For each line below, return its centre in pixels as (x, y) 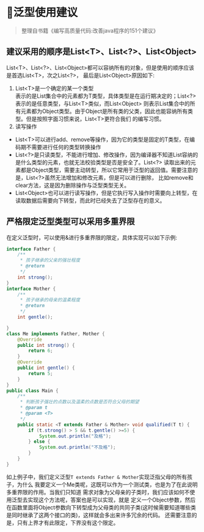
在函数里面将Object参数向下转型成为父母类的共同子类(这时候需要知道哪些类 (101, 507)
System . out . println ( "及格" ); (75, 436)
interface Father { (31, 249)
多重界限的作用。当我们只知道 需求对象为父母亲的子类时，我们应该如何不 (98, 492)
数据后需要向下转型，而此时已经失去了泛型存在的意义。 (96, 200)
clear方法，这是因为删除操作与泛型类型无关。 (72, 185)
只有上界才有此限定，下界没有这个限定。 (68, 522)
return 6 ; (41, 351)
